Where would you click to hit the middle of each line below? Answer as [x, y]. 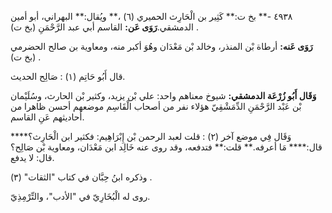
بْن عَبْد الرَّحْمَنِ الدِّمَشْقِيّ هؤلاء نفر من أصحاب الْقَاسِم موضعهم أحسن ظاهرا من [156, 106]
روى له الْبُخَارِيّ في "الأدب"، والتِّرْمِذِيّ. [80, 196]
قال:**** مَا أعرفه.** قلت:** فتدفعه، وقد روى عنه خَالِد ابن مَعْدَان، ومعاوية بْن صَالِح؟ [166, 147]
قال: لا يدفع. [32, 157]
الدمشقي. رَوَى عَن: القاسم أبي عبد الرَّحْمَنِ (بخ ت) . [104, 27]
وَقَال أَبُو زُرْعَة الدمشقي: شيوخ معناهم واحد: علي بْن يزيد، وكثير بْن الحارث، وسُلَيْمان [163, 95]
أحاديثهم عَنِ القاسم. [47, 117]
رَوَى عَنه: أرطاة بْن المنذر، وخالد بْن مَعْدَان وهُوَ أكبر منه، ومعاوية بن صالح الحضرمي [161, 46]
